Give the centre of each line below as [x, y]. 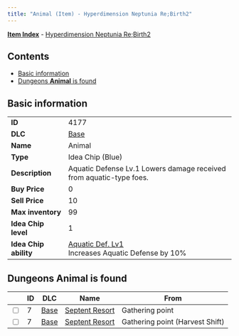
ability [22, 253]
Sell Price [27, 201]
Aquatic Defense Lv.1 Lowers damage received [147, 169]
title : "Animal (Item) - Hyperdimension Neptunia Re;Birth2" [100, 14]
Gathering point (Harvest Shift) [173, 322]
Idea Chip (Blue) [95, 157]
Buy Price [28, 189]
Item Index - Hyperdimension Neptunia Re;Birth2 [79, 34]
